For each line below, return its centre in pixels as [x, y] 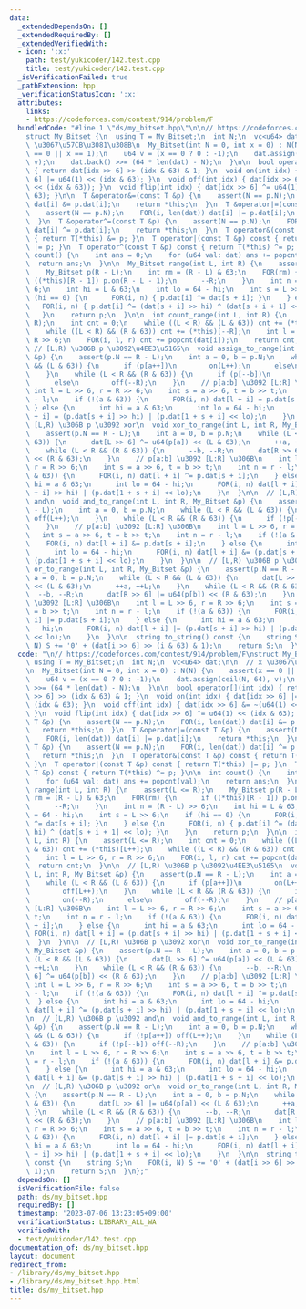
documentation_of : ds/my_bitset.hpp [79, 1247]
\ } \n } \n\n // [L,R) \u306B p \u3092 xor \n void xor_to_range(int [164, 942]
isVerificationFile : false [69, 1188]
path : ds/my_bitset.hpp [62, 1197]
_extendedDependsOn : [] [62, 26]
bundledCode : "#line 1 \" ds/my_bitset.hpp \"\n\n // [116, 129]
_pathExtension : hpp [56, 86]
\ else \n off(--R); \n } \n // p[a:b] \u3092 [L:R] [158, 383]
